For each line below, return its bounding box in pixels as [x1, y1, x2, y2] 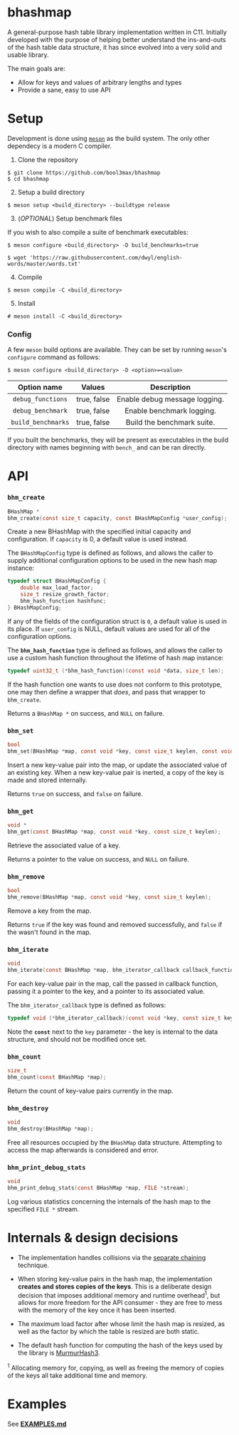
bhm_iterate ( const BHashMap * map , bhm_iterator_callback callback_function [7, 966, 237, 973]
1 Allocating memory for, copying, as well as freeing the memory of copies [7, 1362, 224, 1372]
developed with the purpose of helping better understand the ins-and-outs [7, 35, 226, 43]
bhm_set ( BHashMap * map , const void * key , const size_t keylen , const [7, 748, 218, 755]
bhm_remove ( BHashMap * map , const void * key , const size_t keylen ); [7, 894, 212, 901]
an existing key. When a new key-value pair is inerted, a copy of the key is [7, 768, 224, 776]
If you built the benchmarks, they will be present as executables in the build [7, 435, 229, 445]
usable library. [7, 51, 49, 59]
